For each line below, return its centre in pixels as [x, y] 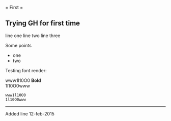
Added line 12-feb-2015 [30, 113]
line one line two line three [33, 36]
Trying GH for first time [43, 23]
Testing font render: [26, 70]
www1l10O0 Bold [23, 80]
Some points [19, 45]
